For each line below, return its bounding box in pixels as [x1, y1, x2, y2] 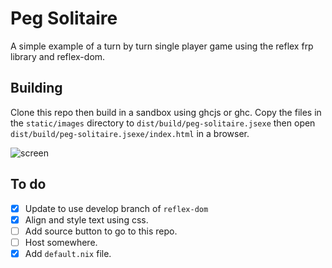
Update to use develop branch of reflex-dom [24, 202, 209, 214]
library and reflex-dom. [10, 50, 106, 62]
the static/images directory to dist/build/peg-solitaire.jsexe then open [10, 117, 316, 129]
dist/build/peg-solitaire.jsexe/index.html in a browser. [10, 127, 250, 139]
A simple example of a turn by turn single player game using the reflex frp [10, 40, 314, 52]
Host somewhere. [24, 236, 98, 248]
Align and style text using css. [24, 213, 149, 226]
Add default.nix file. [24, 247, 112, 259]
